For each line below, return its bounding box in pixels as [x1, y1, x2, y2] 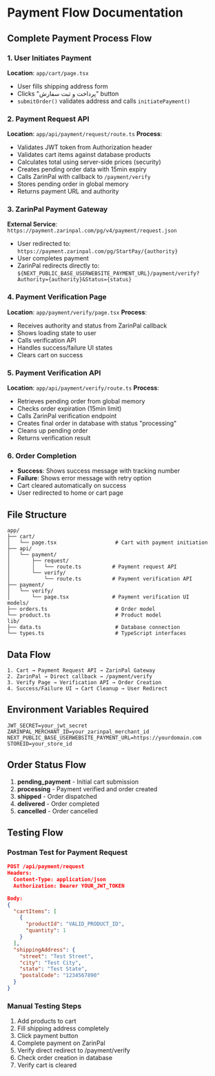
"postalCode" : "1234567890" [19, 972, 100, 979]
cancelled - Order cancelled [17, 806, 99, 815]
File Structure [7, 509, 67, 520]
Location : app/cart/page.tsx [7, 68, 89, 77]
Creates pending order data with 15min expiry [17, 165, 147, 173]
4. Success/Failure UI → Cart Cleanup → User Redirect [7, 685, 168, 692]
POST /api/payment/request [7, 863, 85, 870]
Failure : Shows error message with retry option [17, 474, 152, 482]
